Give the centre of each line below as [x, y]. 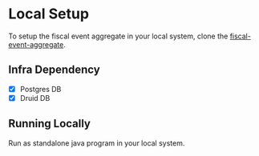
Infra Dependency [54, 70]
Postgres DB [40, 89]
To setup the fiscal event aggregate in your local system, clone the [118, 36]
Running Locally [49, 124]
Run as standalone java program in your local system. [97, 143]
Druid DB [35, 98]
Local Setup [49, 14]
